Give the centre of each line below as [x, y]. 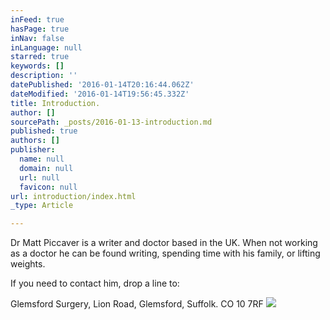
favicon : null [48, 187]
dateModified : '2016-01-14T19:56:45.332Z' [100, 94]
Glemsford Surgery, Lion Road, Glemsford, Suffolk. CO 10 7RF [137, 304]
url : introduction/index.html [73, 196]
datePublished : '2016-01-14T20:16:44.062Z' [102, 85]
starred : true [40, 57]
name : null [42, 159]
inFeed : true [37, 19]
